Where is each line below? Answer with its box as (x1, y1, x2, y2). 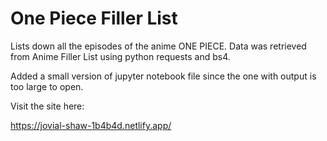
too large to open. (10, 80, 84, 92)
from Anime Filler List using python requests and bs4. (10, 50, 231, 62)
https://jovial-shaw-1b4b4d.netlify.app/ (10, 119, 172, 131)
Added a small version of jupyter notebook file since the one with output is (10, 70, 317, 82)
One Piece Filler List (10, 7, 178, 30)
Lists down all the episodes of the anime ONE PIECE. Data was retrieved (10, 40, 307, 52)
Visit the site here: (10, 100, 85, 112)
